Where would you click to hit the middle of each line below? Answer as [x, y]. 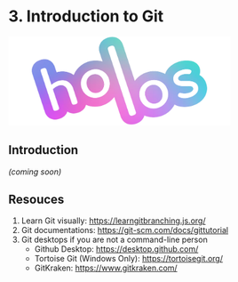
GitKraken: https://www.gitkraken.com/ [106, 268]
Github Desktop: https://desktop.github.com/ [116, 249]
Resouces [36, 200]
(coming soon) [35, 172]
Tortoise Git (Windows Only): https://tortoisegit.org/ [129, 259]
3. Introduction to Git [86, 16]
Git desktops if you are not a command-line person [114, 240]
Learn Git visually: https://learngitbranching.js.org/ [113, 221]
